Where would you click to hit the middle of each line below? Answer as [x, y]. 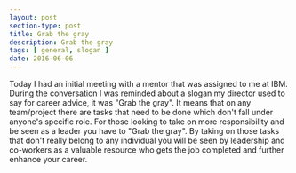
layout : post [33, 17]
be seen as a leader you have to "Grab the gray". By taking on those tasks [144, 131]
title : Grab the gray [49, 34]
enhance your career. [48, 159]
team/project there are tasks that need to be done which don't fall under [141, 112]
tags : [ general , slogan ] [59, 51]
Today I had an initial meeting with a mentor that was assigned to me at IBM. [149, 84]
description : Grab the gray [61, 42]
